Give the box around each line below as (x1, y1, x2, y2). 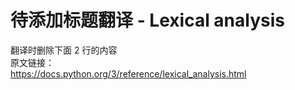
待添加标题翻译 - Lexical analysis (10, 9, 285, 32)
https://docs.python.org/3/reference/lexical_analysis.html (10, 67, 247, 80)
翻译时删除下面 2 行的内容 (10, 44, 118, 56)
